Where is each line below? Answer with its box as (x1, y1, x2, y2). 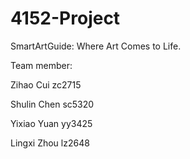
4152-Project (10, 7, 121, 30)
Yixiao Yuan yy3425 (10, 117, 93, 129)
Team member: (10, 59, 73, 71)
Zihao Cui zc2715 (10, 78, 82, 91)
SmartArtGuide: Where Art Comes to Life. (10, 40, 182, 52)
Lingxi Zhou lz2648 (10, 137, 90, 149)
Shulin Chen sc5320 (10, 98, 95, 110)
